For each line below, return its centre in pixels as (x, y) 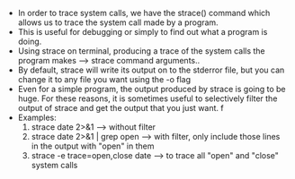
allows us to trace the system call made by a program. (118, 22)
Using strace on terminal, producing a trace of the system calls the (141, 51)
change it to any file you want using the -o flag (104, 79)
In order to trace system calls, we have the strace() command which (144, 13)
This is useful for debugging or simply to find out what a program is (143, 32)
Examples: (37, 117)
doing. (30, 41)
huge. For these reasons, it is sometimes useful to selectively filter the (147, 98)
